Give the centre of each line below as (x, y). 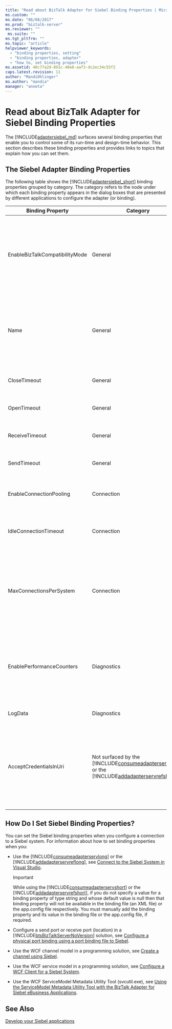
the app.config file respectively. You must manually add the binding (84, 909)
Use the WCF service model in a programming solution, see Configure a (89, 966)
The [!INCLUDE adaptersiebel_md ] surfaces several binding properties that (84, 137)
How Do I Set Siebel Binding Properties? (70, 823)
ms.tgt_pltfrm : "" (25, 39)
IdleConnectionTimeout (36, 531)
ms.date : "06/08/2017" (29, 20)
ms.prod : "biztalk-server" (34, 24)
